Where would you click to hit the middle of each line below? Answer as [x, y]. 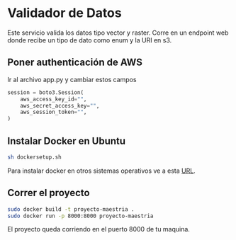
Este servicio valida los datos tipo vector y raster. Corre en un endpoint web [118, 33]
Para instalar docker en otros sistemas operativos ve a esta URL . [102, 171]
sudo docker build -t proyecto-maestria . [71, 209]
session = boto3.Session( [45, 92]
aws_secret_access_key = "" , [60, 105]
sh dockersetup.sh [34, 157]
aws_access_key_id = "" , [54, 99]
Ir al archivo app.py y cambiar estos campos [72, 79]
